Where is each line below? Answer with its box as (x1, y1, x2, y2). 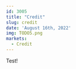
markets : (6, 36, 27, 42)
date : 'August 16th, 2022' (6, 25, 71, 31)
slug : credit (6, 19, 38, 25)
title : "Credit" (6, 14, 45, 20)
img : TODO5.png (6, 30, 43, 36)
